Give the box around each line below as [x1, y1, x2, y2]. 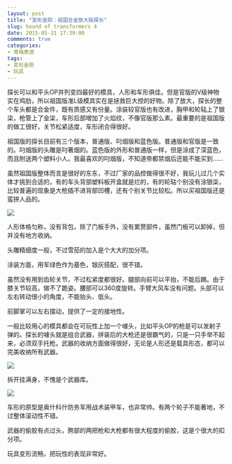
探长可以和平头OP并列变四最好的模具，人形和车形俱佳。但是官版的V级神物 [7, 88, 220, 96]
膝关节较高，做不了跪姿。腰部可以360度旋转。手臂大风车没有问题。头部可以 [7, 284, 224, 292]
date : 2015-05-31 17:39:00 [7, 29, 85, 37]
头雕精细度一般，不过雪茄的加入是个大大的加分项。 [7, 246, 153, 254]
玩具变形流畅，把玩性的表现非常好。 [7, 449, 110, 458]
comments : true [7, 36, 51, 43]
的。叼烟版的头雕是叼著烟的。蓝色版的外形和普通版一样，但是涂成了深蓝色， [7, 146, 225, 154]
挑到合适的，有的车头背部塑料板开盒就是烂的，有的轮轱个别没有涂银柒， [19, 177, 225, 186]
